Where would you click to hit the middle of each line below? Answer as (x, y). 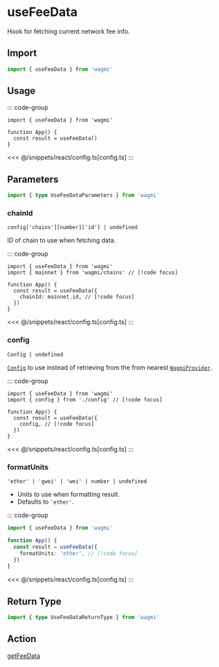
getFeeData (24, 656)
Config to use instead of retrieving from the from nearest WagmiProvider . (110, 367)
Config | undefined (35, 354)
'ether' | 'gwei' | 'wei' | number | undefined (77, 481)
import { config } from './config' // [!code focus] (85, 400)
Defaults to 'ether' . (45, 502)
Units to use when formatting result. (68, 495)
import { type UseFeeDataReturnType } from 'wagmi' (83, 618)
